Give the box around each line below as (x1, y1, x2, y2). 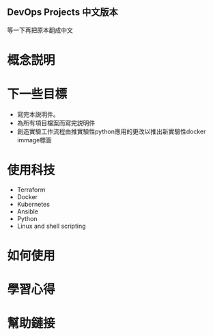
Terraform (16, 185, 46, 194)
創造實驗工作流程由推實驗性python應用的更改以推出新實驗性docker (16, 127, 206, 135)
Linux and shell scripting (16, 222, 87, 230)
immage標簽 (16, 135, 53, 144)
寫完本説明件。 (16, 110, 59, 118)
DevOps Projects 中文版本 (7, 6, 118, 18)
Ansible (16, 207, 39, 216)
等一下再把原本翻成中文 (7, 26, 73, 34)
